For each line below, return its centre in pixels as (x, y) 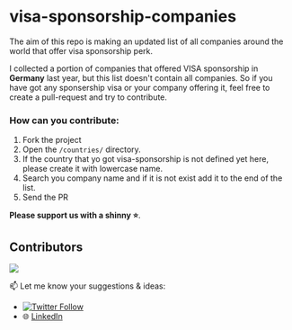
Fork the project (52, 140)
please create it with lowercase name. (93, 169)
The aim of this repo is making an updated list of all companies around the (146, 41)
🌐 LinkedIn (42, 317)
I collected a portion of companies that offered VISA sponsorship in (134, 68)
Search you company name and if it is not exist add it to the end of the (152, 178)
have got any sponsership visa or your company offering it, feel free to (140, 87)
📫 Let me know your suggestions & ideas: (88, 286)
